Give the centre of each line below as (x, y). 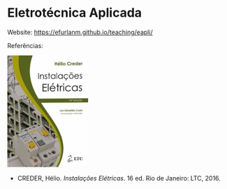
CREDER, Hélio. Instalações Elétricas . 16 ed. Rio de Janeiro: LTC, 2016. (119, 178)
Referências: (25, 45)
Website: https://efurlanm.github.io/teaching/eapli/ (80, 32)
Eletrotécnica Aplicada (74, 13)
